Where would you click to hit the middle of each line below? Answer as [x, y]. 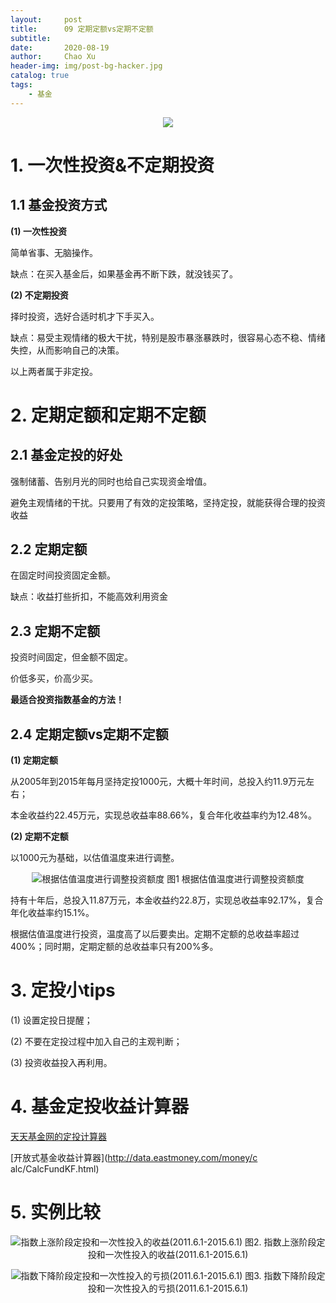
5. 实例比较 [55, 1212]
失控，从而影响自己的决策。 [67, 350]
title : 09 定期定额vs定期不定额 [82, 29]
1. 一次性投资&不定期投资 [112, 165]
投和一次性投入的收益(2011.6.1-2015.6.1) [168, 1254]
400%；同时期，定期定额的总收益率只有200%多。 [114, 947]
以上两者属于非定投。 [54, 371]
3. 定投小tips [63, 990]
